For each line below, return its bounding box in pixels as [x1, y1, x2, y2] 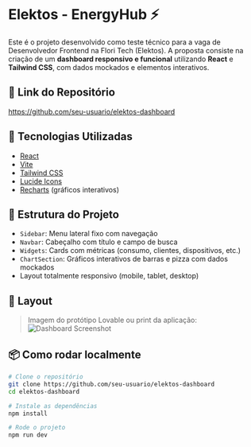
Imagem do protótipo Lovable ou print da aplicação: [27, 315, 197, 325]
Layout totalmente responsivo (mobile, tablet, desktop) [19, 271, 199, 281]
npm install [8, 410, 48, 418]
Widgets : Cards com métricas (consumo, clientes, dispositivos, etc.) [19, 246, 241, 255]
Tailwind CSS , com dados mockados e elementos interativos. [8, 62, 210, 72]
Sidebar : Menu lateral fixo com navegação [19, 229, 158, 239]
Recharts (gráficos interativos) [19, 185, 119, 194]
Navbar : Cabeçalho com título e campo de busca [19, 237, 178, 247]
